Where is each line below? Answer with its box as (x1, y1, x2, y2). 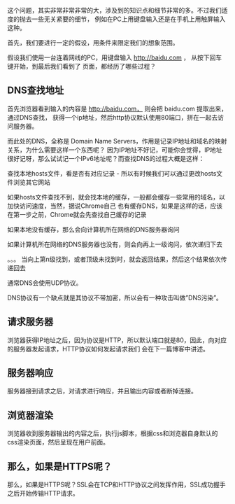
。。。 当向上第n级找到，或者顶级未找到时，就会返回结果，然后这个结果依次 (7, 255, 222, 263)
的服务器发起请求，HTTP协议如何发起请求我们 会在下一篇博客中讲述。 (7, 344, 210, 353)
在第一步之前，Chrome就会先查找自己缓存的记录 (7, 210, 147, 218)
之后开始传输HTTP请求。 (7, 489, 79, 498)
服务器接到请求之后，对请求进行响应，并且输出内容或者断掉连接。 (7, 387, 197, 395)
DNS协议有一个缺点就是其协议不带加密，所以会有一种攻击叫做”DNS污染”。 (7, 293, 222, 302)
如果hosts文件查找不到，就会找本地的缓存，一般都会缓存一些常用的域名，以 (7, 192, 225, 201)
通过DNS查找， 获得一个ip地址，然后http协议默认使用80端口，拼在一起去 (7, 113, 218, 121)
